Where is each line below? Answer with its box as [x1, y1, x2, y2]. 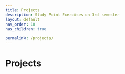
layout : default [5, 17, 40, 22]
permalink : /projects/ [5, 36, 54, 41]
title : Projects [5, 7, 40, 13]
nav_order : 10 [5, 21, 36, 27]
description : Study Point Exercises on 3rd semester [5, 12, 120, 17]
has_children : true [5, 27, 47, 32]
